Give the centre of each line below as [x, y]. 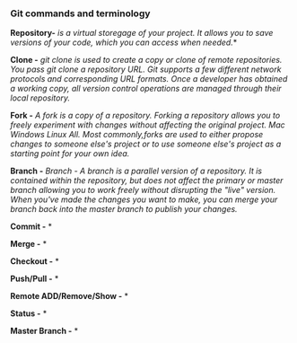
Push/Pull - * [35, 279]
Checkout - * [35, 261]
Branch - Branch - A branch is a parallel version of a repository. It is [136, 171]
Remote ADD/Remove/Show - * [70, 296]
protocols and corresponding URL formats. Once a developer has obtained [149, 79]
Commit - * [31, 226]
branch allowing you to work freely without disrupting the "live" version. [143, 190]
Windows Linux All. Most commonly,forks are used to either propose [137, 135]
